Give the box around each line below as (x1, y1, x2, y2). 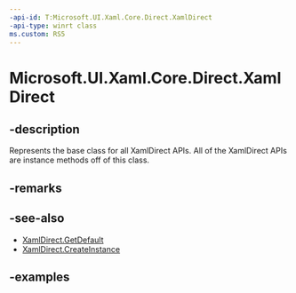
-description (9, 122, 80, 137)
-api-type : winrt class (9, 21, 98, 30)
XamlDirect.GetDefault (21, 234, 104, 245)
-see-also (9, 210, 65, 226)
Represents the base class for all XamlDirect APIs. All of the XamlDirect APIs (9, 146, 287, 156)
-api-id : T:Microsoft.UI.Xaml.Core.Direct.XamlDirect (9, 12, 213, 22)
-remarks (9, 180, 62, 195)
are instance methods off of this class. (9, 154, 149, 165)
